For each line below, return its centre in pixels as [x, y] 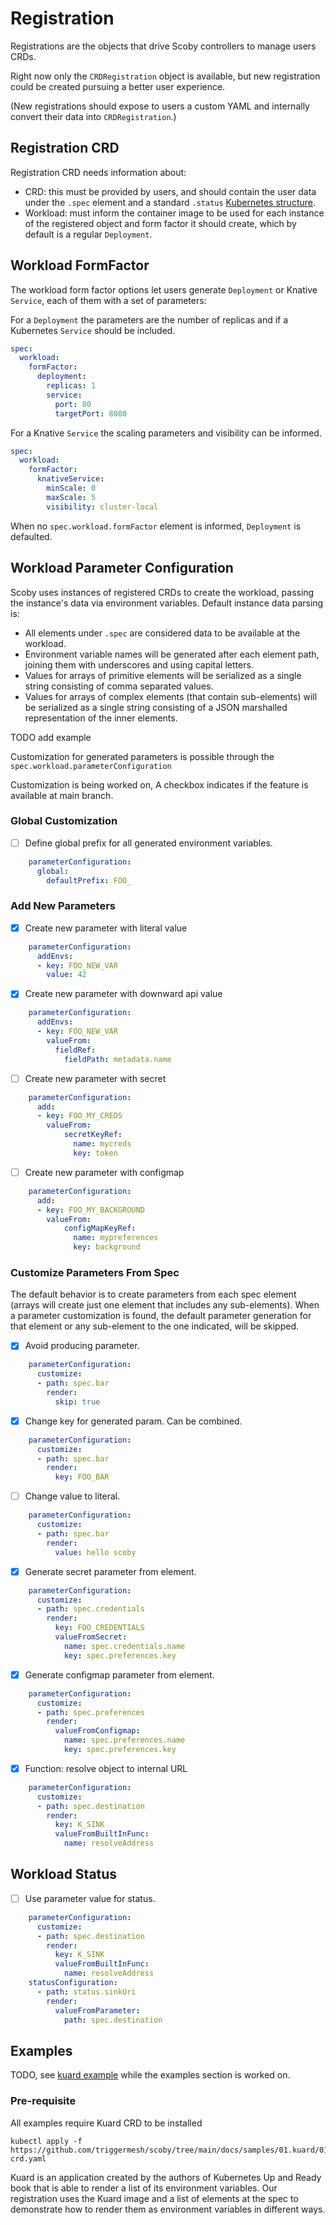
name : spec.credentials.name [124, 1646]
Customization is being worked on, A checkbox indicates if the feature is [159, 784]
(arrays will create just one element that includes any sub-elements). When [165, 1305]
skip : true [77, 1402]
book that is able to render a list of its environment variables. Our [144, 2188]
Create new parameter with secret [95, 1078]
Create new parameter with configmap [104, 1172]
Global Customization [64, 821]
